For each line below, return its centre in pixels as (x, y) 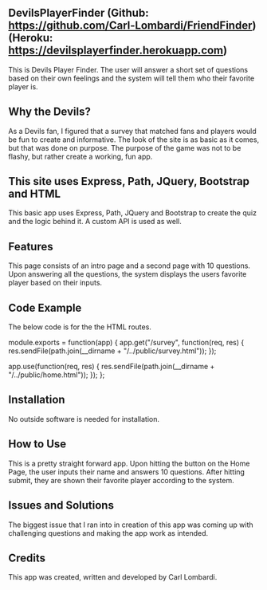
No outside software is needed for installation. (84, 419)
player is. (23, 86)
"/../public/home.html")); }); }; (57, 375)
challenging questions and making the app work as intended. (108, 533)
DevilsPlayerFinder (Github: (79, 13)
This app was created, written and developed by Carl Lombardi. (113, 577)
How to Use (37, 444)
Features (31, 246)
